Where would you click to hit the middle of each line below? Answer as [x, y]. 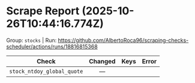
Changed [102, 61]
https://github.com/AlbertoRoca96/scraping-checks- [123, 40]
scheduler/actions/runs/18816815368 [52, 47]
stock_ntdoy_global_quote [46, 71]
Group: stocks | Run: [31, 40]
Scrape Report [43, 11]
